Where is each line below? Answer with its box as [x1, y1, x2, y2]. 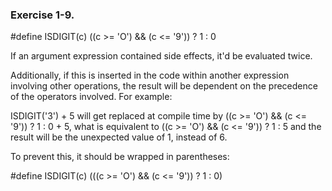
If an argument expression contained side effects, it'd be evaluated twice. [10, 50, 313, 62]
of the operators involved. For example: [10, 91, 173, 103]
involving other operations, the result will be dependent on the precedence [10, 80, 318, 92]
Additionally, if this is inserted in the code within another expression [10, 69, 290, 82]
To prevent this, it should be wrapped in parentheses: [10, 151, 230, 163]
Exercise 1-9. [10, 8, 75, 22]
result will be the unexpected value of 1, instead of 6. [10, 131, 228, 143]
